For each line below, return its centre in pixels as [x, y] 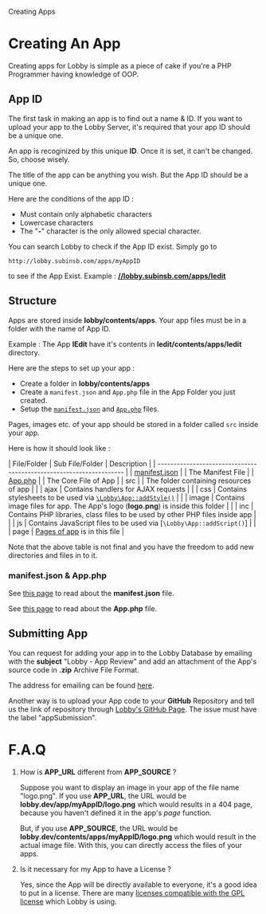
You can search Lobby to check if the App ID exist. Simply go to [113, 246]
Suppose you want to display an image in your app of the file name [129, 787]
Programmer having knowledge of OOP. [74, 74]
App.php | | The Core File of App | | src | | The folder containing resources [130, 481]
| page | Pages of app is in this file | [66, 531]
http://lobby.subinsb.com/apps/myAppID [74, 261]
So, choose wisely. [39, 159]
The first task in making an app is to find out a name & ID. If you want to [125, 118]
